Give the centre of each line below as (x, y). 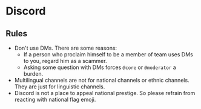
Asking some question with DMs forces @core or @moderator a (100, 67)
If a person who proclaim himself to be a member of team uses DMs (108, 54)
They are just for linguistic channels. (60, 87)
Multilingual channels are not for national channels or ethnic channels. (102, 80)
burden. (33, 74)
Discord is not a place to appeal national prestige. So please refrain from (105, 93)
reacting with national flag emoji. (55, 99)
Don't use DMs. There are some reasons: (66, 48)
